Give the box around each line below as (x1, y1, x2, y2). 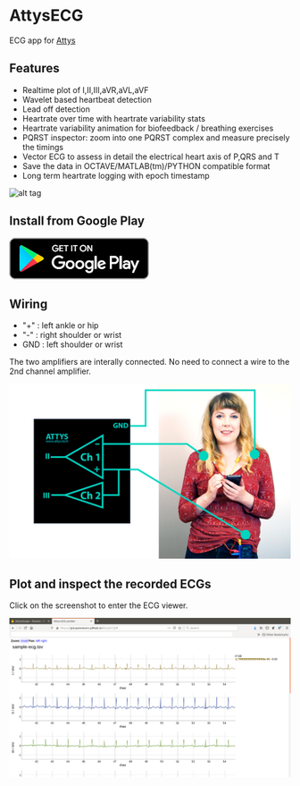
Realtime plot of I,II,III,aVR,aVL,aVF (21, 84, 149, 95)
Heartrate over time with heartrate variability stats (21, 113, 205, 123)
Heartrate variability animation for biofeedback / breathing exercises (21, 123, 274, 133)
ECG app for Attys (9, 35, 76, 46)
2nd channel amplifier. (9, 366, 92, 376)
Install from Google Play (9, 214, 146, 229)
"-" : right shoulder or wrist (21, 330, 122, 341)
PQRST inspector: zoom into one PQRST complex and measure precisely (21, 131, 290, 143)
